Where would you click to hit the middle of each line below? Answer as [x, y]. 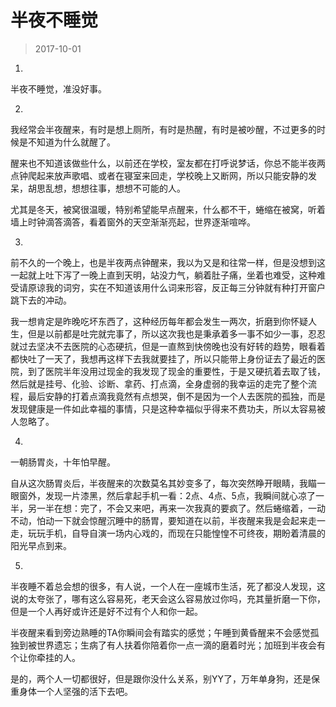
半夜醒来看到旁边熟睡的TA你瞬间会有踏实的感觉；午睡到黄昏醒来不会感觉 [160, 632]
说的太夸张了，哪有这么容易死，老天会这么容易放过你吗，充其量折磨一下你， [168, 598]
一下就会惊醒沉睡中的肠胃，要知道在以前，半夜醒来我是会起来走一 [189, 520]
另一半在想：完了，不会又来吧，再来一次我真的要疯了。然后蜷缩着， [167, 508]
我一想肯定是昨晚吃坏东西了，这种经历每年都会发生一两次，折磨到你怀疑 [159, 321]
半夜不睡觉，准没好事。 [58, 88]
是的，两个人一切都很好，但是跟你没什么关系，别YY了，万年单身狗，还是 [161, 678]
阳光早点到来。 [41, 545]
